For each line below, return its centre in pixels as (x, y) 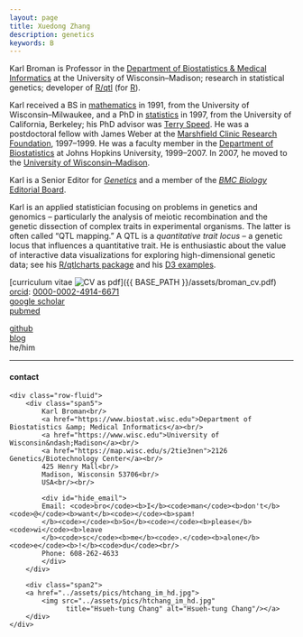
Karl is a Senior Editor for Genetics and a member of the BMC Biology (138, 180)
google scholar (37, 301)
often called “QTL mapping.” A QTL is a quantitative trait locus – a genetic (146, 236)
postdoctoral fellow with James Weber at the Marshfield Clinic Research (143, 134)
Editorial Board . (38, 189)
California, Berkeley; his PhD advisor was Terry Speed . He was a (129, 125)
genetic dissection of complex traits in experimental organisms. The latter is (150, 226)
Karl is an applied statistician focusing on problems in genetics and (134, 208)
